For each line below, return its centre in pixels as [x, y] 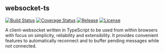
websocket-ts [27, 8]
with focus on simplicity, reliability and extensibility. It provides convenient [82, 35]
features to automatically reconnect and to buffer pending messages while [82, 40]
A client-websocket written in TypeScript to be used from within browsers [81, 30]
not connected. [21, 46]
